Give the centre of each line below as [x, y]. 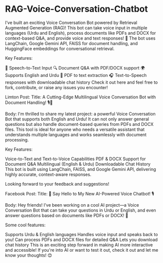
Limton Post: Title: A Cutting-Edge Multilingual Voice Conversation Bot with [81, 97]
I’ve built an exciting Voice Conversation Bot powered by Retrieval [71, 23]
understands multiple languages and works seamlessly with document [76, 134]
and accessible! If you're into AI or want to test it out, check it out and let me [82, 250]
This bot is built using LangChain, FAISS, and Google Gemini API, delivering [81, 169]
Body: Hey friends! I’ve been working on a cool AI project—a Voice [72, 205]
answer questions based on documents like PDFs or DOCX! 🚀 [67, 215]
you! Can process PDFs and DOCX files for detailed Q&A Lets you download [81, 239]
